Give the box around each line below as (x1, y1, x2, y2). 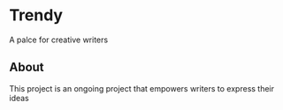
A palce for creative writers (9, 34, 109, 45)
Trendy (9, 5, 64, 26)
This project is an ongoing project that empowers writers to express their (9, 83, 275, 93)
